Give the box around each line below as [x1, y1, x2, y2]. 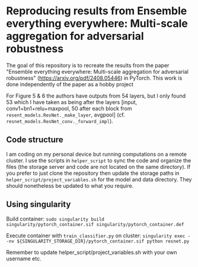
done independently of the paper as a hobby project [6, 80, 134, 87]
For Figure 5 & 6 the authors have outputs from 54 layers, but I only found [6, 92, 186, 99]
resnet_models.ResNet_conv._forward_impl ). [6, 117, 114, 124]
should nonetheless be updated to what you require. [6, 182, 134, 189]
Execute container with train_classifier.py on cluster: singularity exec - [6, 232, 191, 239]
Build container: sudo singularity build [6, 215, 105, 222]
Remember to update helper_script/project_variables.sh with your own [6, 249, 177, 256]
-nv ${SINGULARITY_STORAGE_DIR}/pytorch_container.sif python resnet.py [6, 238, 190, 244]
